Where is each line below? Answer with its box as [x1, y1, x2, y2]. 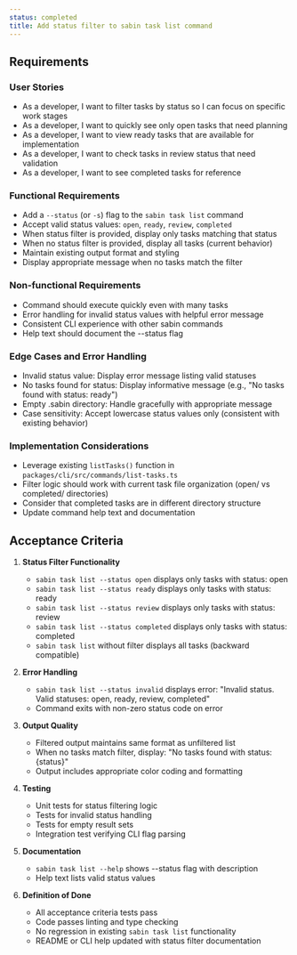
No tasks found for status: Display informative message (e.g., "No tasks [21, 380, 285, 391]
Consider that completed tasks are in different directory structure [21, 498, 261, 508]
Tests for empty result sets [35, 820, 134, 830]
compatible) [35, 650, 80, 660]
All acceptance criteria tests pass [35, 907, 158, 918]
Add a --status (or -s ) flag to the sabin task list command [21, 210, 245, 221]
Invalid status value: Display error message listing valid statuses [21, 370, 257, 381]
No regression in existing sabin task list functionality [35, 927, 237, 937]
